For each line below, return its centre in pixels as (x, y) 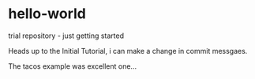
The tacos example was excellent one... (72, 66)
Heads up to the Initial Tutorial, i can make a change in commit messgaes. (128, 51)
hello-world (47, 14)
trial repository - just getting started (66, 36)
